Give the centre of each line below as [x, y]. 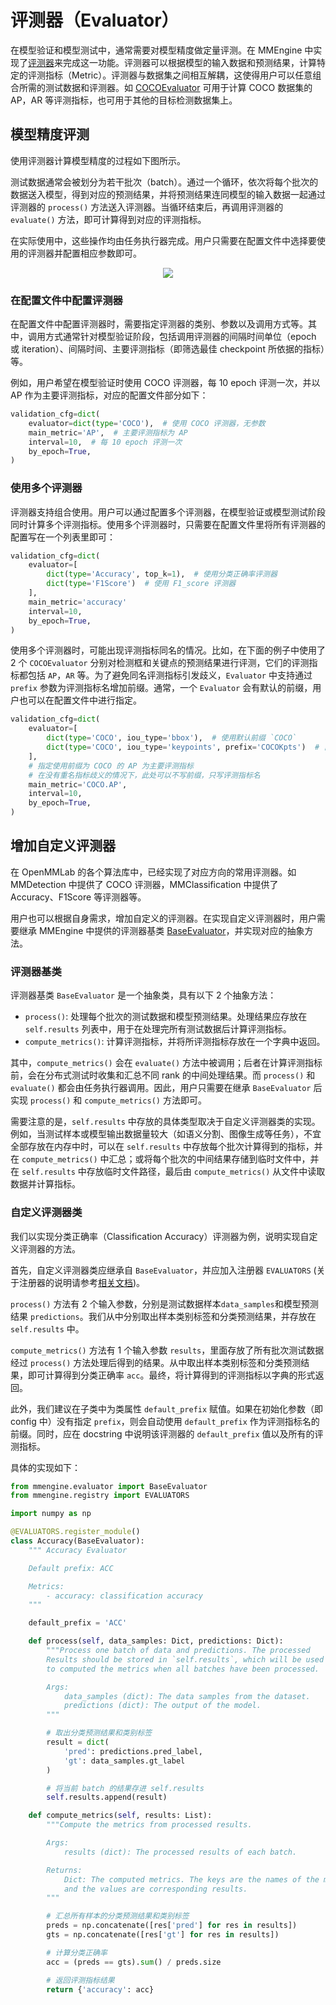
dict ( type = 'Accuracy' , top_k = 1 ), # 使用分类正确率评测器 [162, 574]
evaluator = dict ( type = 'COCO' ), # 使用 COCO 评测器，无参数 [147, 423]
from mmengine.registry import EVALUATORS [100, 1496]
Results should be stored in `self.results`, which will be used [185, 1659]
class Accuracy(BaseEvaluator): [77, 1541]
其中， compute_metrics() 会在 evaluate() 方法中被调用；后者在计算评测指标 [166, 1063]
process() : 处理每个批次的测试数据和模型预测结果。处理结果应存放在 [166, 1017]
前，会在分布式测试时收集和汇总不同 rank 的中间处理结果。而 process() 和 [163, 1075]
